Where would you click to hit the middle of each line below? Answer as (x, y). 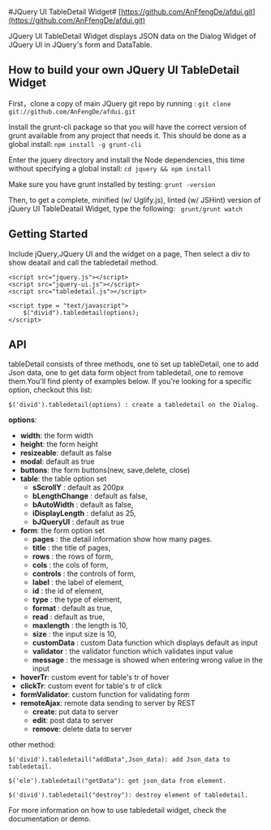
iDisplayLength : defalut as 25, (84, 513)
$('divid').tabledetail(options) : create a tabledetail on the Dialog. (134, 405)
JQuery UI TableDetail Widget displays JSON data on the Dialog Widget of (133, 36)
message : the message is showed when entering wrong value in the (148, 660)
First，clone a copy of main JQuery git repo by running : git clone (120, 103)
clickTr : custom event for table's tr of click (91, 686)
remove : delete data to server (82, 729)
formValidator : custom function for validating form (105, 694)
